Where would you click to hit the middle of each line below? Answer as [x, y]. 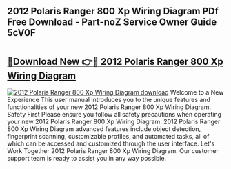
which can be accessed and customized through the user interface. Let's [111, 143]
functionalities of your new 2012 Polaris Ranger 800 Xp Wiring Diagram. [109, 107]
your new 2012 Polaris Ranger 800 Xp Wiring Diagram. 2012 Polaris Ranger [114, 121]
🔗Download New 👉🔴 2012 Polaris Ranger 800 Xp [115, 61]
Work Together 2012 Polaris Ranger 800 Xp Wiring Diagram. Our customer [113, 151]
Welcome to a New [197, 92]
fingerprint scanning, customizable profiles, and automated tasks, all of [108, 136]
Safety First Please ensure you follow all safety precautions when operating [114, 114]
